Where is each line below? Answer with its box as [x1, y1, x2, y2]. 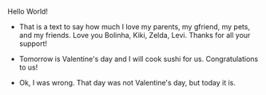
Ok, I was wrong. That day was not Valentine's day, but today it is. [18, 78, 236, 87]
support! [18, 39, 48, 48]
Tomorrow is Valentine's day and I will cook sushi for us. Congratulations [18, 55, 259, 63]
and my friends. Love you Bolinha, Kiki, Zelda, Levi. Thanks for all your [18, 31, 251, 40]
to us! [18, 63, 38, 72]
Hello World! [7, 7, 49, 16]
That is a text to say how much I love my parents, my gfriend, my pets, [18, 22, 251, 31]
